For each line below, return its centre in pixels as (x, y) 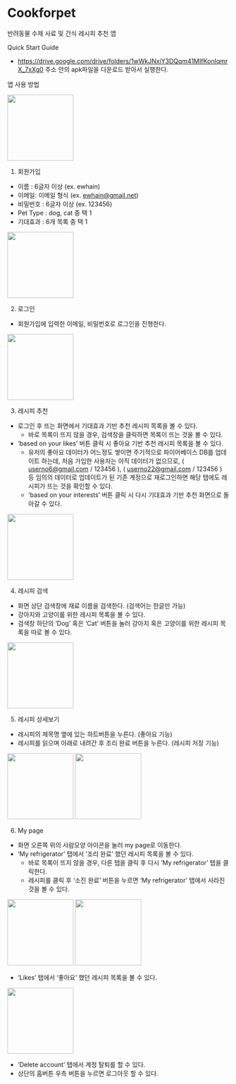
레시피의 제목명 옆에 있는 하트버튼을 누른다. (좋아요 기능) (95, 734)
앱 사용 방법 (24, 84)
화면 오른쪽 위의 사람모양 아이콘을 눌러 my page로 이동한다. (99, 845)
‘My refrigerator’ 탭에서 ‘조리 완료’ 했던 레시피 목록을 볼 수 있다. (105, 854)
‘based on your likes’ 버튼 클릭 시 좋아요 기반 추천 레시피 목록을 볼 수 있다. (120, 443)
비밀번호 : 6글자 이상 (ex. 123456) (65, 204)
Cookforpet (42, 13)
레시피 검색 (33, 591)
